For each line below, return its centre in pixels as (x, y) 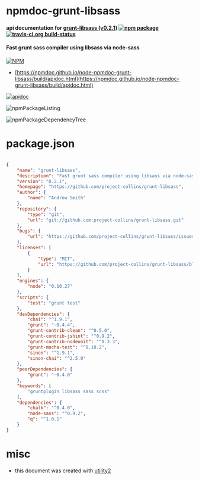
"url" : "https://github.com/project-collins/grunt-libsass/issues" (112, 237)
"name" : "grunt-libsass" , (49, 170)
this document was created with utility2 (63, 470)
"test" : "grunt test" (54, 303)
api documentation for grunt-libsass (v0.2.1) (62, 27)
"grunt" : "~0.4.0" (50, 375)
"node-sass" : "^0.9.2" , (57, 414)
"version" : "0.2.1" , (42, 181)
